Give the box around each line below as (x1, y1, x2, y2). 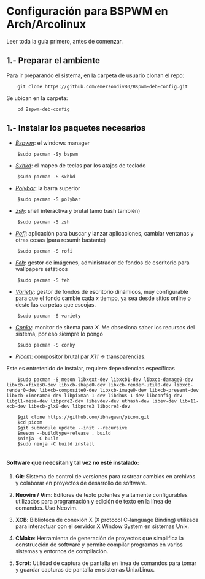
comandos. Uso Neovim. (15, 504, 78, 512)
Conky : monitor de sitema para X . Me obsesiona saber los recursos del (15, 323, 195, 331)
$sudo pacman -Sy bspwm (17, 151, 79, 157)
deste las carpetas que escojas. (15, 301, 96, 308)
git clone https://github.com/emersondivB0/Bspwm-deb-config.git (17, 83, 188, 90)
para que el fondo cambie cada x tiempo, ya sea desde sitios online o (15, 294, 191, 302)
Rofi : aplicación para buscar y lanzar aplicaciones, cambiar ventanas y (15, 229, 194, 237)
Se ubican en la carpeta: (6, 94, 68, 102)
